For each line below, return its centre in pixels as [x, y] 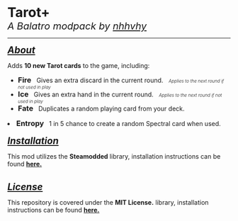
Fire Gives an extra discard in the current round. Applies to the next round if [121, 80]
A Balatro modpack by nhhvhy [77, 26]
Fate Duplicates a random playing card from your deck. [101, 108]
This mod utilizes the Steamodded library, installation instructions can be [114, 156]
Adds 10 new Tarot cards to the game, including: [79, 66]
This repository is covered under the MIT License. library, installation [108, 202]
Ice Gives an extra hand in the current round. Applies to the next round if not [120, 94]
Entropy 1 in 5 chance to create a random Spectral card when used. [119, 123]
